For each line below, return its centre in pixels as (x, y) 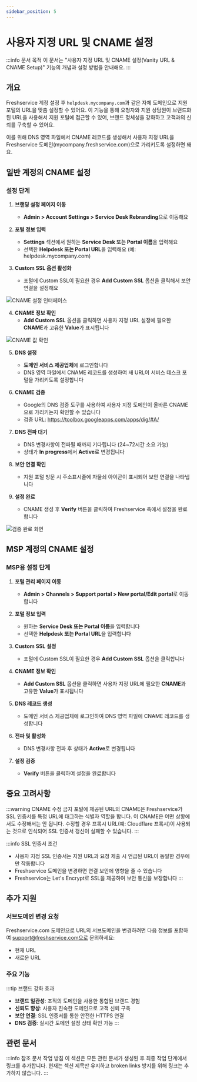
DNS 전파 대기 (31, 432)
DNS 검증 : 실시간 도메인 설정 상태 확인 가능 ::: (67, 1023)
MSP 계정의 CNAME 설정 (50, 550)
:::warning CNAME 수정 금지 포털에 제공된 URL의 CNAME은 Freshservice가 (94, 809)
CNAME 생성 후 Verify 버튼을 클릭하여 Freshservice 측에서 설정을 (100, 509)
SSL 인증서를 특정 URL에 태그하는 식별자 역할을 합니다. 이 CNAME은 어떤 (90, 816)
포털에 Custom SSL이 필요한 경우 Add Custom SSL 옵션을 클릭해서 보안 (107, 280)
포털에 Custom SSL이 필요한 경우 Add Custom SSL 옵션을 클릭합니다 (104, 659)
